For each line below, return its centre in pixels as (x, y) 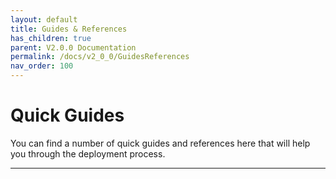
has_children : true (51, 38)
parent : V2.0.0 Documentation (73, 47)
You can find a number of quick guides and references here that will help (160, 143)
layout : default (44, 19)
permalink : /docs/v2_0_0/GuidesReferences (100, 57)
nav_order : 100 (42, 66)
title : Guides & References (69, 29)
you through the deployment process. (88, 153)
